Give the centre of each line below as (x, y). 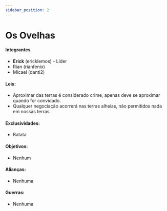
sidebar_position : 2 (27, 10)
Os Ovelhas (30, 35)
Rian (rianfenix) (29, 67)
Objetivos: (17, 146)
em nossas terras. (32, 112)
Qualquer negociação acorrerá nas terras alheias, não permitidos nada (87, 106)
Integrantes (18, 50)
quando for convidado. (37, 101)
